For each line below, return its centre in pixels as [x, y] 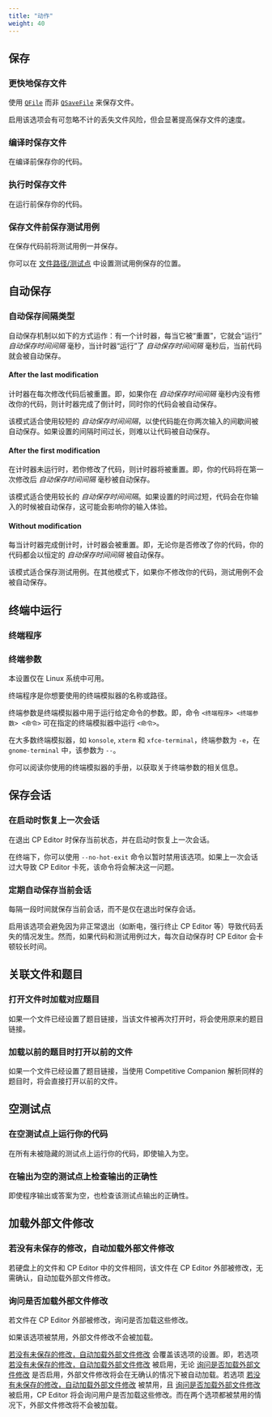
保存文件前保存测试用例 [54, 227]
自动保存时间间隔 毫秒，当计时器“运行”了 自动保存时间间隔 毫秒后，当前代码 [135, 346]
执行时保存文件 [38, 185]
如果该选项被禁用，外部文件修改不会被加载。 [83, 1337]
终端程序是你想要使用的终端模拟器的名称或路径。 [90, 695]
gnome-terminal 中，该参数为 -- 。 [64, 750]
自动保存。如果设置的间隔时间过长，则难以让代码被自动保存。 [111, 431]
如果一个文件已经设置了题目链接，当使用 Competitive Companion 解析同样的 [136, 1070]
